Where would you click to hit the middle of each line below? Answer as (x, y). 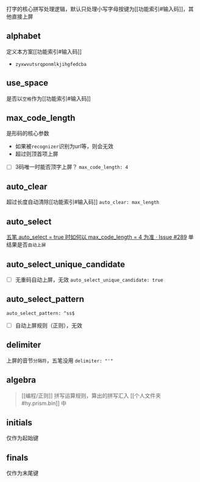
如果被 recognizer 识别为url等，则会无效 (64, 146)
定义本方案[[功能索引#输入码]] (44, 51)
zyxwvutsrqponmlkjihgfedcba (51, 64)
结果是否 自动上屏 (26, 245)
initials (19, 423)
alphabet (23, 36)
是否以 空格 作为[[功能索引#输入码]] (49, 98)
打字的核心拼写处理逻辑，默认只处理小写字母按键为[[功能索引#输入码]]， (98, 9)
